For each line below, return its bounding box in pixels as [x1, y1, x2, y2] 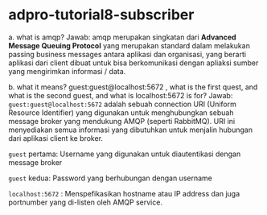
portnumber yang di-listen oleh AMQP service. [8, 197, 163, 207]
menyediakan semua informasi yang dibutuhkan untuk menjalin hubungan [8, 125, 253, 134]
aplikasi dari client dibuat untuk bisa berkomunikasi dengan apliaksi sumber [8, 58, 259, 68]
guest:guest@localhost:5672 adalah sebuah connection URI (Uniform [8, 99, 237, 109]
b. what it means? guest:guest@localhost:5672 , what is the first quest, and [8, 82, 258, 92]
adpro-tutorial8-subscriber [8, 6, 195, 24]
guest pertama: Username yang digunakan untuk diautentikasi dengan [8, 149, 241, 159]
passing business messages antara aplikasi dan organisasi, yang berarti [8, 49, 247, 59]
